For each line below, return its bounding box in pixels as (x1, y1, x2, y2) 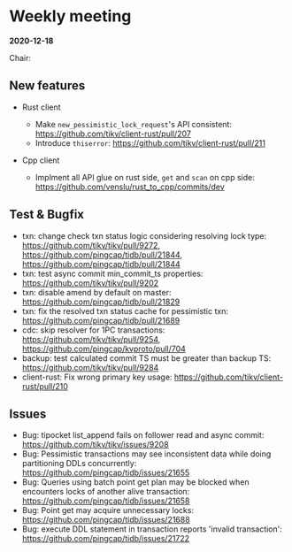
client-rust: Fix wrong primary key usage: (21, 372, 173, 382)
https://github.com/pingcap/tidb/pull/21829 (21, 296, 181, 307)
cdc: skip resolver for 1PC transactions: (21, 325, 165, 335)
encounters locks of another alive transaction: (21, 487, 190, 497)
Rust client (21, 102, 61, 112)
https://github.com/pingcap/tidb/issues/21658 (21, 495, 190, 506)
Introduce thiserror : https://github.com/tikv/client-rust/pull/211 (35, 137, 265, 148)
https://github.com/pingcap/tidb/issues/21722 (21, 533, 190, 544)
